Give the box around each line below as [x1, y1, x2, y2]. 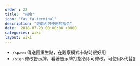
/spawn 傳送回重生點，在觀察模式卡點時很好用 [12, 49, 106, 55]
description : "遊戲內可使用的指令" [5, 21, 72, 26]
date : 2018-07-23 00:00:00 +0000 [5, 26, 77, 31]
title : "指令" [5, 12, 35, 17]
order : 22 [5, 7, 28, 12]
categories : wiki [5, 30, 41, 35]
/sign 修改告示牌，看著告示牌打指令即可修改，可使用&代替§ [12, 55, 136, 61]
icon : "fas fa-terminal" [5, 16, 57, 21]
